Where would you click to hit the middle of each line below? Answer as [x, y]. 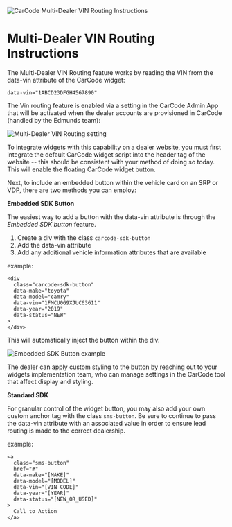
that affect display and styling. [50, 381]
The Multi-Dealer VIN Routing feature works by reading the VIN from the [110, 72]
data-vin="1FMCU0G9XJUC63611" [57, 303]
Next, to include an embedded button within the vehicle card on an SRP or [113, 182]
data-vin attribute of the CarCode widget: [66, 80]
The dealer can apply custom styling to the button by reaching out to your [113, 367]
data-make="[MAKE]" [42, 475]
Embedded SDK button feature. [52, 224]
